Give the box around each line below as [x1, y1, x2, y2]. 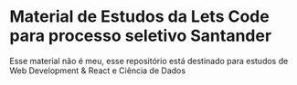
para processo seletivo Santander [9, 25, 272, 46]
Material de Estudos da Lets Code [9, 6, 270, 27]
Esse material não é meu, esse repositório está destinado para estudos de [9, 55, 289, 66]
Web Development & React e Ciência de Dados [9, 65, 186, 76]
